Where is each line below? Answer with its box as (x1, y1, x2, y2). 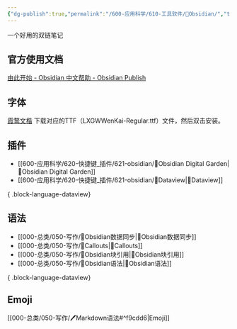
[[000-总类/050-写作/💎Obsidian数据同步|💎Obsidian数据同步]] (17, 232, 197, 241)
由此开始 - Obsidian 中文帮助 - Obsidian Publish (7, 74, 146, 82)
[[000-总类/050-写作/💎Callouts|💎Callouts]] (17, 241, 143, 250)
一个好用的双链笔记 (7, 30, 64, 39)
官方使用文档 (7, 54, 64, 66)
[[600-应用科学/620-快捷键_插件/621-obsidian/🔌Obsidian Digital (17, 160, 204, 168)
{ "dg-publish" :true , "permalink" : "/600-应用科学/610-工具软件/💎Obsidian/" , (7, 10, 224, 18)
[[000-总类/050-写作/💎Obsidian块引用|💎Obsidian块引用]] (17, 250, 184, 259)
